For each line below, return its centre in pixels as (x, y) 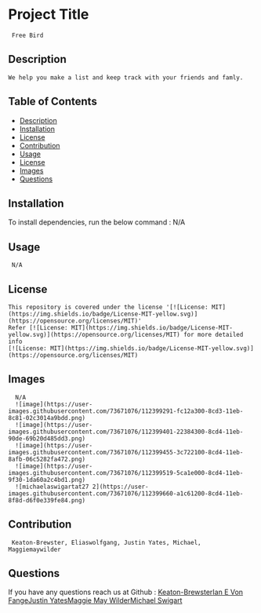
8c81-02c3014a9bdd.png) (47, 418)
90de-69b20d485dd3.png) (47, 438)
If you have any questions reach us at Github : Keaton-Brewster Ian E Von (126, 592)
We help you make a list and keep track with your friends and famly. (126, 77)
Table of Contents (53, 102)
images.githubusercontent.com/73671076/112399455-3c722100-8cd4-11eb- (126, 452)
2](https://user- (120, 487)
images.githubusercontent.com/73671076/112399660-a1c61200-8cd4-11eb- (126, 493)
